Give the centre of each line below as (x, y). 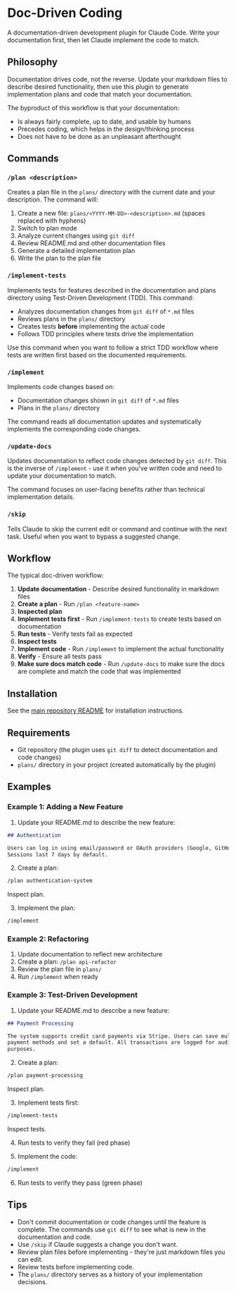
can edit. (30, 1259)
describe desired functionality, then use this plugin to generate (98, 87)
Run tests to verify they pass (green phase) (80, 1183)
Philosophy (33, 62)
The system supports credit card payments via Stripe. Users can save (113, 1036)
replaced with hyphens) (52, 221)
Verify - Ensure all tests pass (59, 656)
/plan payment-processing (45, 1076)
